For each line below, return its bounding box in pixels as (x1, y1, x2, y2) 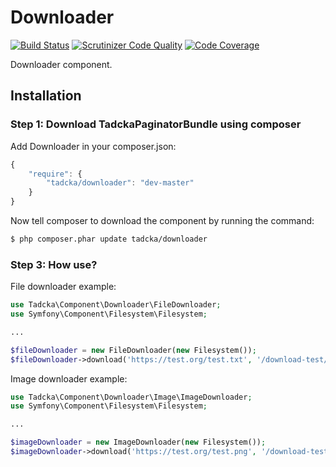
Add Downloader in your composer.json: (10, 140, 177, 152)
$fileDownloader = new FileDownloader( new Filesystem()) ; (10, 345, 257, 355)
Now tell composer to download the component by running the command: (10, 215, 315, 226)
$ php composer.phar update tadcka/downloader (10, 234, 208, 244)
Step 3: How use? (10, 257, 98, 271)
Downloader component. (10, 58, 113, 70)
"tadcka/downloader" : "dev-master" (46, 178, 195, 188)
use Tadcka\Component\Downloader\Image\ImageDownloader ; (10, 392, 253, 402)
